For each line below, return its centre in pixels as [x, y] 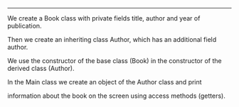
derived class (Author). [41, 68]
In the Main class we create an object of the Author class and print [105, 82]
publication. [25, 26]
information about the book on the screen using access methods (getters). [116, 96]
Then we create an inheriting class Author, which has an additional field [112, 39]
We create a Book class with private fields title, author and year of [104, 18]
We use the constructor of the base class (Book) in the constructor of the [115, 61]
